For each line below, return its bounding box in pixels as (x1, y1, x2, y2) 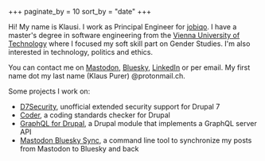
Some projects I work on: (8, 86, 91, 96)
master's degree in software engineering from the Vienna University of (8, 31, 240, 40)
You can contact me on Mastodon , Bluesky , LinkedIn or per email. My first (8, 63, 251, 72)
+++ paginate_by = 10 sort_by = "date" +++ (8, 7, 152, 16)
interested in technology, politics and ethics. (8, 48, 154, 56)
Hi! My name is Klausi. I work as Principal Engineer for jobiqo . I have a (8, 22, 237, 31)
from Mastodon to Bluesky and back (19, 144, 139, 153)
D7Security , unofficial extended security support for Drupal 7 (19, 102, 220, 111)
